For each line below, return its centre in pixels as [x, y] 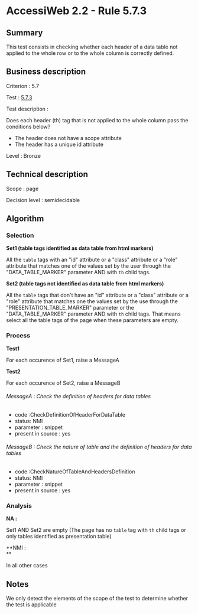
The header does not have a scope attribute [68, 138]
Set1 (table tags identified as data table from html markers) [80, 248]
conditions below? [28, 126]
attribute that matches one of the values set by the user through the [89, 266]
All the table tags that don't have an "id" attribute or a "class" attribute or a [98, 295]
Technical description [47, 175]
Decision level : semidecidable [43, 200]
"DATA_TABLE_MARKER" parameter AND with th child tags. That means [94, 314]
